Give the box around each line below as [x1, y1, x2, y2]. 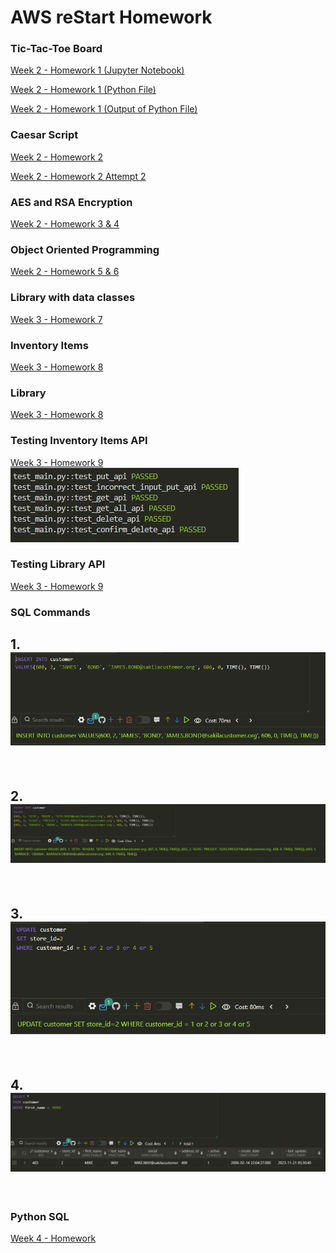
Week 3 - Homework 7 [10, 313, 103, 325]
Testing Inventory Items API [10, 434, 148, 448]
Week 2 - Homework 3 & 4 [10, 218, 120, 230]
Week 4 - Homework [10, 1232, 97, 1245]
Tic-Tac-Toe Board [10, 42, 103, 56]
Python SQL [10, 1210, 70, 1224]
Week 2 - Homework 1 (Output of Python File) [10, 103, 198, 115]
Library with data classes [10, 291, 136, 305]
